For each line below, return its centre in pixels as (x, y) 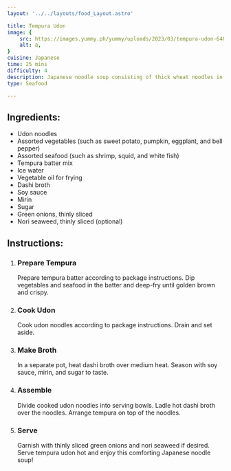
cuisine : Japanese (33, 58)
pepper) (29, 149)
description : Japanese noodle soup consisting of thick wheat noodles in (115, 77)
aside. (26, 332)
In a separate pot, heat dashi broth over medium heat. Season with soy (117, 365)
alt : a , (30, 45)
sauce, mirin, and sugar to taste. (63, 373)
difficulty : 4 (27, 70)
